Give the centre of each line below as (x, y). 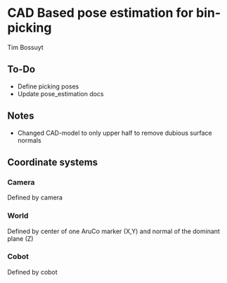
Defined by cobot (32, 272)
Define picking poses (48, 86)
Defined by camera (35, 197)
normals (29, 140)
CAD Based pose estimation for (100, 13)
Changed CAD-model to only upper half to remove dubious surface (115, 133)
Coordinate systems (53, 162)
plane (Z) (20, 238)
